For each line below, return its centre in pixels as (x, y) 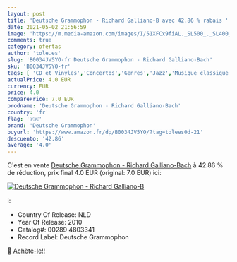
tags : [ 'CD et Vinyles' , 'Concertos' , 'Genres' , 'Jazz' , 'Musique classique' (120, 73)
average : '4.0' (30, 145)
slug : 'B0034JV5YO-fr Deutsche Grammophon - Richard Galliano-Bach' (110, 60)
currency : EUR (28, 86)
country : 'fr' (28, 112)
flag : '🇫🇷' (25, 119)
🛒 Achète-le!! (26, 251)
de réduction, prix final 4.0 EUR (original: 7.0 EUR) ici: (85, 173)
